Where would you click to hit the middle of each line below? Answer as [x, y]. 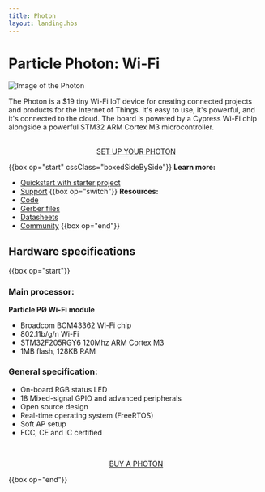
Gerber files [40, 209]
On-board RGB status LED [64, 389]
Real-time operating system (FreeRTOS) [87, 415]
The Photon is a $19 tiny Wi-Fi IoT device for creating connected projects [130, 101]
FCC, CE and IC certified [61, 432]
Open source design [54, 406]
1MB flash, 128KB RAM [58, 351]
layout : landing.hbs [43, 23]
